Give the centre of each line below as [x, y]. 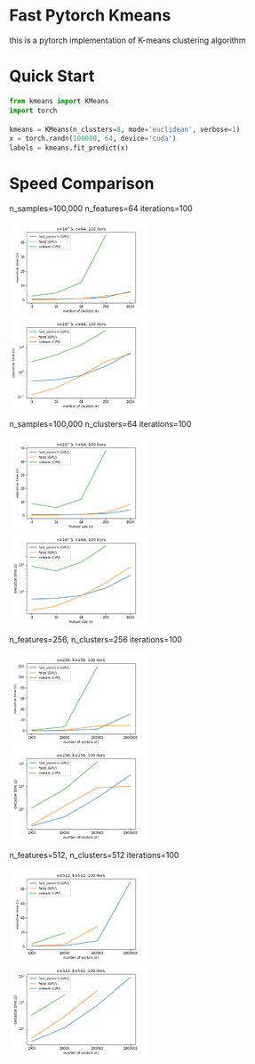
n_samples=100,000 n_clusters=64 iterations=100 [100, 424]
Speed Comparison [82, 184]
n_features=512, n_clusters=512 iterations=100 [94, 855]
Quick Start [52, 76]
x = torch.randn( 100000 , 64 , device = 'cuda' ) [93, 139]
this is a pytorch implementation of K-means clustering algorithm [127, 40]
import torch [33, 110]
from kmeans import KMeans [59, 101]
